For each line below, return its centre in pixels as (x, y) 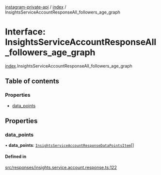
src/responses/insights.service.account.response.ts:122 (61, 167)
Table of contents (32, 81)
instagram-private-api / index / (36, 7)
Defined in (16, 156)
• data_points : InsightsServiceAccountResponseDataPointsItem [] (70, 145)
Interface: (25, 32)
